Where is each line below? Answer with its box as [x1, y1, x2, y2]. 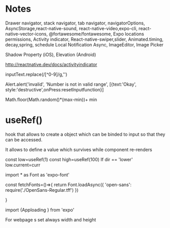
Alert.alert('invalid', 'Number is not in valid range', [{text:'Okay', [5, 81, 137, 87]
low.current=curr [5, 162, 41, 168]
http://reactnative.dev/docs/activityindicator [5, 61, 97, 67]
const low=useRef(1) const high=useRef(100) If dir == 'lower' [5, 156, 133, 162]
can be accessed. [5, 136, 43, 143]
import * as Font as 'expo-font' [5, 171, 70, 178]
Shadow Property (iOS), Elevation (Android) [5, 52, 96, 58]
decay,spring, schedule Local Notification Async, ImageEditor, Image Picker [5, 41, 164, 47]
